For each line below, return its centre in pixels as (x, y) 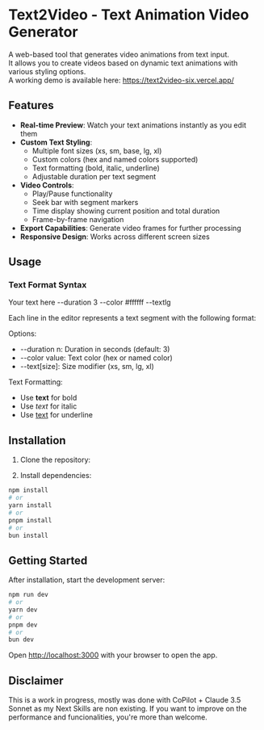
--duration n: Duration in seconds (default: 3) (95, 350)
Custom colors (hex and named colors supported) (115, 159)
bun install (28, 535)
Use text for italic (48, 406)
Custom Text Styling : (56, 142)
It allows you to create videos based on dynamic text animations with (123, 63)
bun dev (21, 640)
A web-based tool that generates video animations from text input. (119, 54)
